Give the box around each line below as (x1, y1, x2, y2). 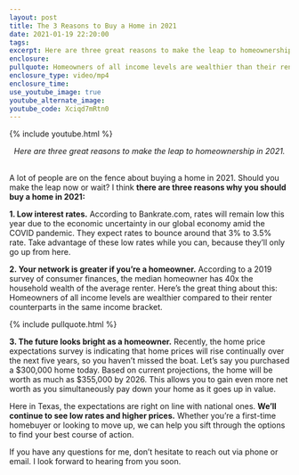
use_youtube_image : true (9, 87, 101, 96)
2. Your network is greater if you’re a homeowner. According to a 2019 (9, 264, 272, 274)
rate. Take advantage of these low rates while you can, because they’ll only (9, 237, 286, 248)
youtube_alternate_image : (9, 95, 105, 105)
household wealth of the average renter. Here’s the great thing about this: (9, 283, 278, 294)
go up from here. (9, 247, 71, 258)
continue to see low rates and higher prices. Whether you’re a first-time (9, 411, 277, 422)
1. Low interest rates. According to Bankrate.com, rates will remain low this (9, 209, 285, 219)
